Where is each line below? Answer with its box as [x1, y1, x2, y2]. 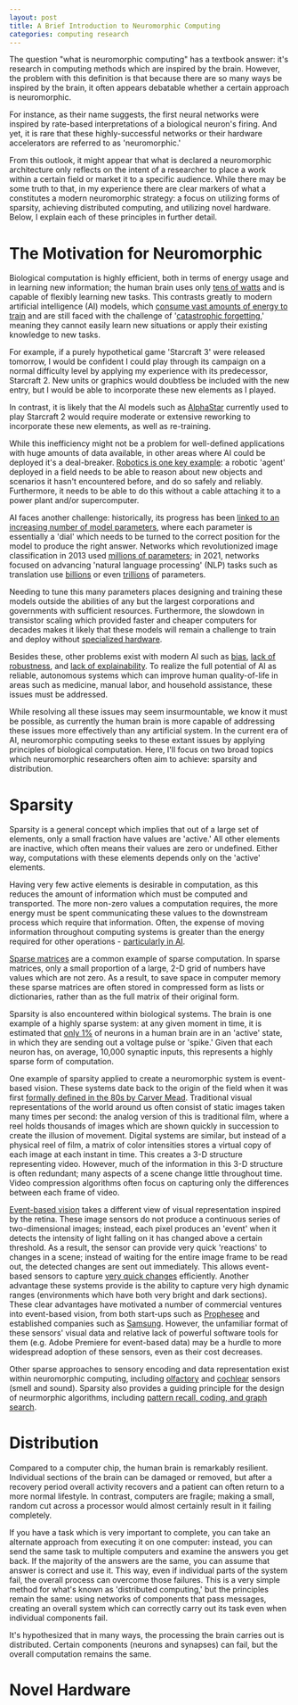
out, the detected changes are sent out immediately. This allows [9, 1262, 244, 1272]
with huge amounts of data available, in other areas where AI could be [9, 448, 266, 459]
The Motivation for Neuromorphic [9, 243, 262, 263]
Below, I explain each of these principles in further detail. [9, 211, 218, 223]
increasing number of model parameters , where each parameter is [9, 522, 253, 533]
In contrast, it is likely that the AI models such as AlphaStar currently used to [9, 402, 289, 413]
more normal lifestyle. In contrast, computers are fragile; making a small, [9, 1491, 275, 1502]
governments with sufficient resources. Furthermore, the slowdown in [9, 606, 265, 617]
